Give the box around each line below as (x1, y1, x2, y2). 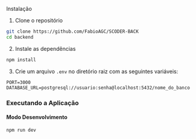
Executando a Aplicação (6, 99, 79, 107)
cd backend (6, 34, 34, 40)
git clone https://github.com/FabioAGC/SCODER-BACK (6, 28, 139, 34)
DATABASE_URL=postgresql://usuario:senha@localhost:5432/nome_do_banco (6, 85, 190, 91)
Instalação (6, 5, 32, 12)
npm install (6, 57, 36, 63)
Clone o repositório (14, 17, 63, 24)
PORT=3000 (6, 79, 31, 85)
